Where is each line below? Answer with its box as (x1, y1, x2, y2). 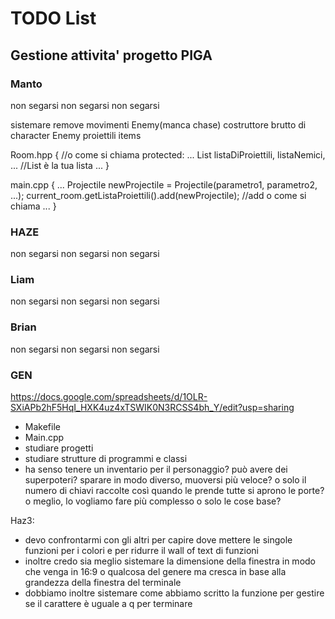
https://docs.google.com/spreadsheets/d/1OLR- (10, 391, 208, 403)
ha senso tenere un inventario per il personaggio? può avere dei (24, 463, 288, 476)
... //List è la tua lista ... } (10, 159, 110, 171)
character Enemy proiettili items (10, 129, 142, 141)
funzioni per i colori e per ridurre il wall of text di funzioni (24, 545, 259, 557)
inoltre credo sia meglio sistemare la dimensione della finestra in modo (24, 555, 316, 567)
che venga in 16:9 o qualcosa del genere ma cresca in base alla (24, 566, 287, 578)
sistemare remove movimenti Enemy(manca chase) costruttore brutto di (10, 118, 307, 131)
